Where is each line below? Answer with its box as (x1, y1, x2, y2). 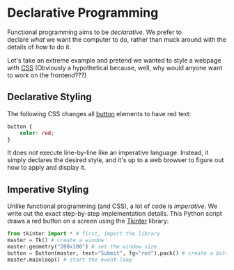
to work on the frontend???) (7, 71, 87, 79)
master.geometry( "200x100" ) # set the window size (7, 243, 157, 250)
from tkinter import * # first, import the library (7, 230, 160, 237)
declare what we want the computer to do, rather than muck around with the (7, 35, 226, 43)
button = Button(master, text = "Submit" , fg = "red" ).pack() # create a (7, 249, 214, 257)
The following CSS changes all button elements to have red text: (7, 109, 192, 118)
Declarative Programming (7, 5, 159, 21)
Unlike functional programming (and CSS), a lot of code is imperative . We (7, 202, 218, 210)
